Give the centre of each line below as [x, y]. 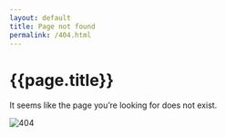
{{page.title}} [62, 80]
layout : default [40, 18]
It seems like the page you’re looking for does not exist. [113, 105]
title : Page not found [52, 26]
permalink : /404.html [51, 35]
